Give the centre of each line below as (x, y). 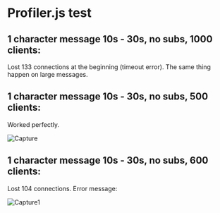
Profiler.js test (49, 13)
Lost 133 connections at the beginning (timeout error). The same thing (109, 67)
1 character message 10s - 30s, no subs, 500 (108, 97)
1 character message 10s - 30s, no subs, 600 (108, 160)
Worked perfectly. (33, 124)
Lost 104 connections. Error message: (62, 188)
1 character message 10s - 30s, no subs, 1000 (110, 39)
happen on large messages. (48, 74)
